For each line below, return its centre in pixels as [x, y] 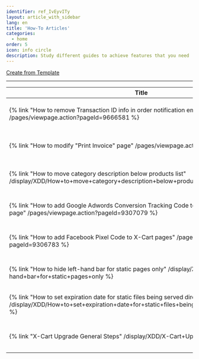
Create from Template [33, 72]
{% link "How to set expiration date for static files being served [96, 297]
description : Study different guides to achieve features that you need [98, 56]
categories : [21, 34]
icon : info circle [29, 50]
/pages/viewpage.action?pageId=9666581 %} [74, 117]
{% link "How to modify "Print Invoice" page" [71, 145]
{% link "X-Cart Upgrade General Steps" [66, 336]
